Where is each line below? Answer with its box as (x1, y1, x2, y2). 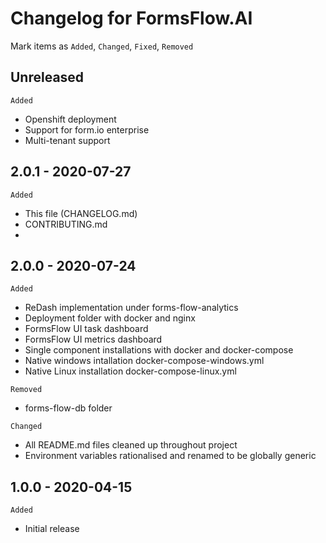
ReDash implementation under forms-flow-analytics (24, 302, 239, 314)
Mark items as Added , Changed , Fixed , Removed (10, 40, 194, 52)
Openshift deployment (24, 113, 117, 125)
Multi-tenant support (24, 134, 111, 146)
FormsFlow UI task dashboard (24, 323, 149, 335)
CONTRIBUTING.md (24, 218, 108, 230)
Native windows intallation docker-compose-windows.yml (24, 355, 265, 367)
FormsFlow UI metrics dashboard (24, 333, 163, 346)
